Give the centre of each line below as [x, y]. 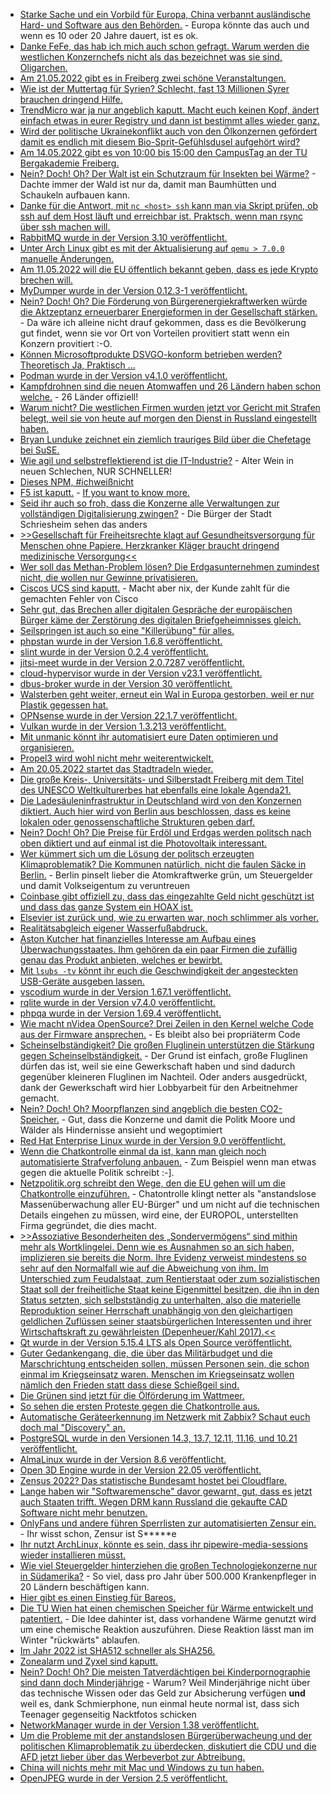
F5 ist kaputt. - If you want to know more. [104, 492]
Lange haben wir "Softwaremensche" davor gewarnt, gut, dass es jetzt [166, 1491]
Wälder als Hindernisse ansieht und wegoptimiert [121, 1130]
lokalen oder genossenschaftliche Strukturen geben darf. [137, 822]
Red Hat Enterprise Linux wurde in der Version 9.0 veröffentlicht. [152, 1140]
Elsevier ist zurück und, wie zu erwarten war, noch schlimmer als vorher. [169, 917]
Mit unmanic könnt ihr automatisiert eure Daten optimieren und [148, 737]
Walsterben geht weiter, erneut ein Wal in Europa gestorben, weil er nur [167, 694]
